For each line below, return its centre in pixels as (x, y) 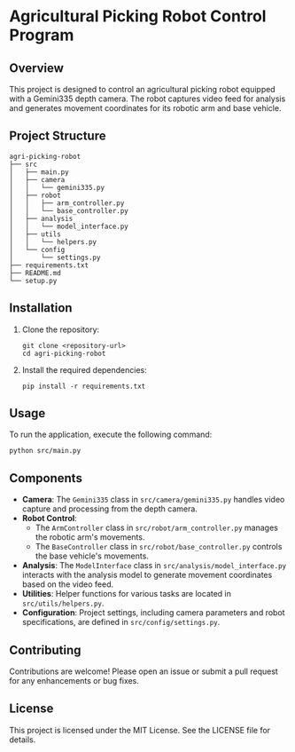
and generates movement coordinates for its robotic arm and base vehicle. (145, 108)
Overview (37, 68)
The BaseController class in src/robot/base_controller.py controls (159, 547)
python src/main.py (45, 451)
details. (23, 740)
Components (46, 478)
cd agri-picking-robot (64, 353)
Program (42, 35)
